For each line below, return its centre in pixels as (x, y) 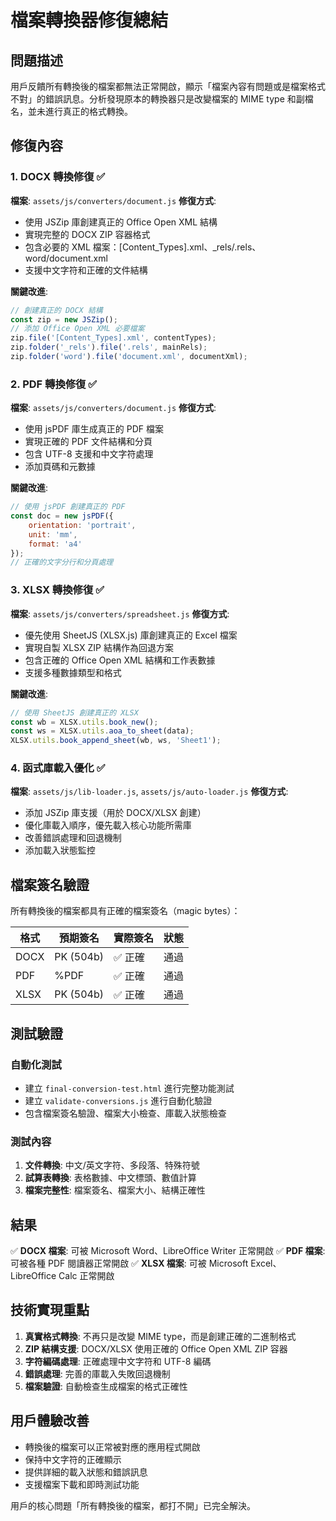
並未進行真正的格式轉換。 (80, 111)
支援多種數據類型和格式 (73, 672)
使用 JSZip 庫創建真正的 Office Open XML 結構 (121, 222)
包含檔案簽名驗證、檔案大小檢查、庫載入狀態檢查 (125, 1113)
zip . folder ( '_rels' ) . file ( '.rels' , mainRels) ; (109, 347)
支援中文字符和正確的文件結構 (86, 270)
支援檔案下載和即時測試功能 (82, 1484)
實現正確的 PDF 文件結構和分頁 (88, 442)
